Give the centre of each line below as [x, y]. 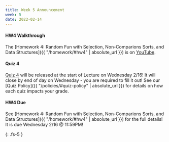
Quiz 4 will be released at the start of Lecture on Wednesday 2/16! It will [80, 75]
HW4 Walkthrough [25, 35]
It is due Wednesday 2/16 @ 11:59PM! [44, 124]
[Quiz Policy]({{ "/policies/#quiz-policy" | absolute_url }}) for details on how [84, 85]
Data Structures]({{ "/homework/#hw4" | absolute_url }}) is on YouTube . [80, 52]
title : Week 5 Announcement [35, 10]
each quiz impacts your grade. [37, 91]
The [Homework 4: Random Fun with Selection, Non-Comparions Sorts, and [84, 46]
